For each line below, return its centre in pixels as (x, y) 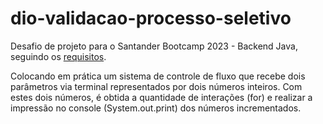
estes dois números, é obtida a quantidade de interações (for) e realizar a (161, 97)
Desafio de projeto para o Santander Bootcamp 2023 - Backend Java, (154, 46)
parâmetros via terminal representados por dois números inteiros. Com (156, 86)
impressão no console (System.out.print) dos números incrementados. (156, 108)
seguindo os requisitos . (58, 56)
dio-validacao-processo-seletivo (151, 18)
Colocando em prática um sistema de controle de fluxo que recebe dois (158, 76)
